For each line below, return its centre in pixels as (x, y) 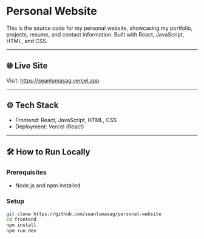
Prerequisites (26, 172)
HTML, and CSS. (27, 41)
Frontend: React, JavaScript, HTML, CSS (66, 120)
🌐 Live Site (27, 66)
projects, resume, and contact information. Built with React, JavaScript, (95, 34)
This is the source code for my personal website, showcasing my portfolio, (100, 28)
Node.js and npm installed (48, 185)
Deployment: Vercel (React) (49, 126)
